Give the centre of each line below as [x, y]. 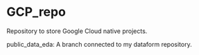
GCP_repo [36, 12]
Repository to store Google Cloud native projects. [77, 31]
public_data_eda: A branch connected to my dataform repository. [99, 44]
